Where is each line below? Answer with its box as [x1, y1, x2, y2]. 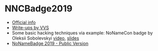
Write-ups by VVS [11, 24, 49, 30]
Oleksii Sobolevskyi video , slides [11, 35, 79, 41]
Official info [11, 19, 36, 25]
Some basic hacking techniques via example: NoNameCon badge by [11, 30, 153, 36]
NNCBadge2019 [4, 3, 73, 14]
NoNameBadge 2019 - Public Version [11, 40, 89, 46]
